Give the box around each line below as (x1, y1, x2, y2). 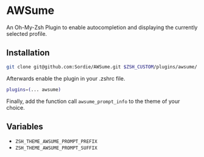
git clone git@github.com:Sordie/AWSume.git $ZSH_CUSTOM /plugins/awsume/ (6, 64, 198, 70)
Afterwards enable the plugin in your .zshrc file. (6, 75, 125, 82)
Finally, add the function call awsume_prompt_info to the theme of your (6, 98, 180, 105)
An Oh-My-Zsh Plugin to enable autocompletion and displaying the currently (6, 24, 198, 31)
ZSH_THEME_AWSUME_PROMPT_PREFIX (15, 139, 97, 145)
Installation (6, 48, 50, 58)
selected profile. (6, 30, 47, 37)
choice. (6, 104, 26, 111)
